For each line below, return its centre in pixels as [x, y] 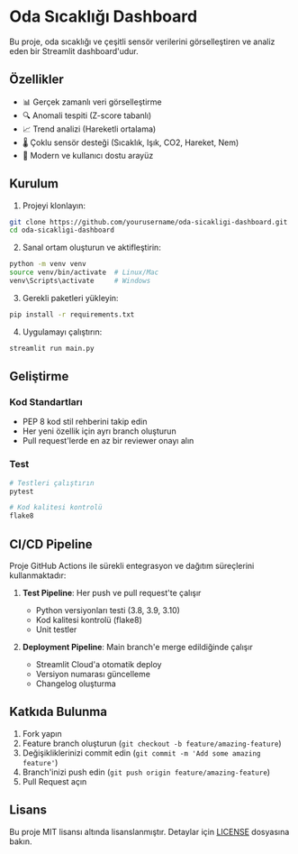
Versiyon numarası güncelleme [93, 674]
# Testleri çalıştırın [52, 483]
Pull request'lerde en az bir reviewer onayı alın [108, 441]
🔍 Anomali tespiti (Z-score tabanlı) [87, 115]
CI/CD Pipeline [51, 544]
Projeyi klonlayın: [54, 206]
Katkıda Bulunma [59, 712]
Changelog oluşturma [76, 684]
